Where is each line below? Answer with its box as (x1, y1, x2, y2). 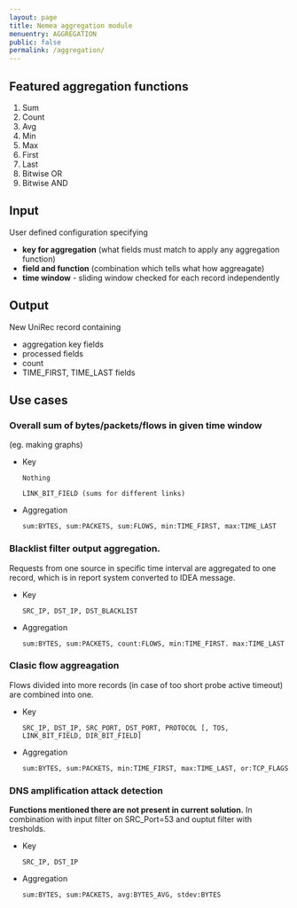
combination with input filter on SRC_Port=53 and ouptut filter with (9, 814, 253, 825)
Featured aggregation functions (9, 79, 189, 94)
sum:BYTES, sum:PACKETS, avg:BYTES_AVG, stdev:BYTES (21, 890, 222, 900)
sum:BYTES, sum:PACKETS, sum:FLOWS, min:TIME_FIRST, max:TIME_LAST (21, 522, 277, 531)
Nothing (21, 474, 51, 483)
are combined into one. (9, 689, 94, 700)
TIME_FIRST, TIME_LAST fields (21, 367, 136, 378)
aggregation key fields (21, 339, 105, 349)
